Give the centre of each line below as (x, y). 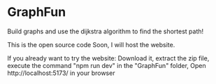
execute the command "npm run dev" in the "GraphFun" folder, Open (107, 65)
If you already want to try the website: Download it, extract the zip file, (108, 58)
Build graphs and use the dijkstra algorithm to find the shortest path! (106, 31)
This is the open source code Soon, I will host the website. (91, 44)
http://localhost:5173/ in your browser (61, 73)
